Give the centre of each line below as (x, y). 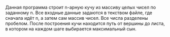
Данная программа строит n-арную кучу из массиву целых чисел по (81, 7)
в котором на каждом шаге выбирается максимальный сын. (71, 29)
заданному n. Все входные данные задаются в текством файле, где (79, 13)
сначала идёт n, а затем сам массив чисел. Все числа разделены (77, 18)
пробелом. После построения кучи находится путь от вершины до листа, (85, 23)
